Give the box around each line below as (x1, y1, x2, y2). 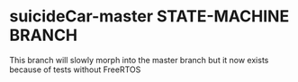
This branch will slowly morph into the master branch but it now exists (9, 54, 269, 65)
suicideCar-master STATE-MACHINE (9, 6, 290, 27)
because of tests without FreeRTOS (9, 64, 141, 75)
